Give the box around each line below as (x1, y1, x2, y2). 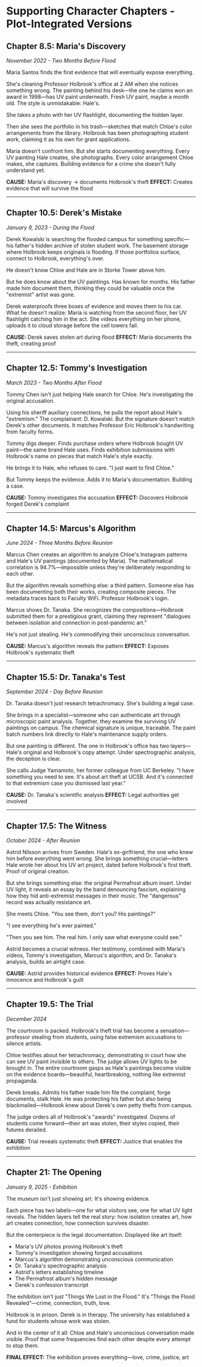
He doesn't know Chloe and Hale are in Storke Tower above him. (6, 266, 167, 274)
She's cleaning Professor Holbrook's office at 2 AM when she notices (6, 80, 179, 87)
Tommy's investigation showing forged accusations (14, 1249, 142, 1256)
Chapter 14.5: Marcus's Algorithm (6, 523, 136, 534)
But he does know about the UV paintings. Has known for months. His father (6, 278, 195, 285)
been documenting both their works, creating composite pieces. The (6, 588, 176, 596)
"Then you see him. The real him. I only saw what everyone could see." (6, 934, 182, 941)
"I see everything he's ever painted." (6, 922, 97, 929)
